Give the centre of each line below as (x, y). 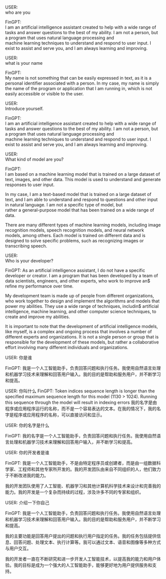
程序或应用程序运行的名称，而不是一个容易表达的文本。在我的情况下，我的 (81, 409)
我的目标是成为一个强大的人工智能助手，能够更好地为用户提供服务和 (83, 565)
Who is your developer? (29, 261)
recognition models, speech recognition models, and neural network (75, 230)
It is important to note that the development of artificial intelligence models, (82, 326)
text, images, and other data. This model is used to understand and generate (83, 179)
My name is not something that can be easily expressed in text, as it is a (78, 78)
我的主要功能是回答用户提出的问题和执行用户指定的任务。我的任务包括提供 (81, 536)
